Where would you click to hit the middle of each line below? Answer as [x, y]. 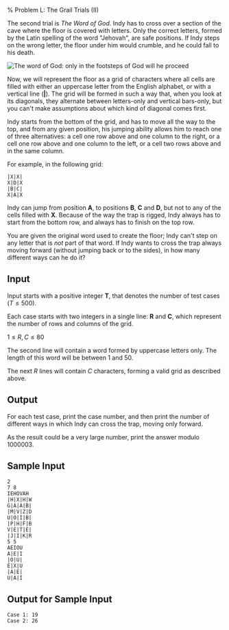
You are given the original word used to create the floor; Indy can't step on [112, 236]
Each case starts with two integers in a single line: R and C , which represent [114, 316]
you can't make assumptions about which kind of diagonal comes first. [107, 108]
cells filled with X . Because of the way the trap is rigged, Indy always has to [114, 215]
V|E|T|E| [20, 530]
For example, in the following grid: [55, 164]
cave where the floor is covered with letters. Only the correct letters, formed [115, 31]
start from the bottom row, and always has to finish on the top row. [101, 222]
